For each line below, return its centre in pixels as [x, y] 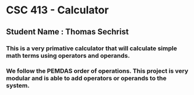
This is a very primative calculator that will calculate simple [92, 48]
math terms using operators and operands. [68, 55]
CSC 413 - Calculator [57, 10]
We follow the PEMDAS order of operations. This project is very [97, 71]
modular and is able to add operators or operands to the [87, 78]
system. [18, 86]
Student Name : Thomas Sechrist [68, 32]
